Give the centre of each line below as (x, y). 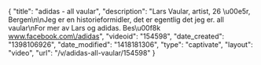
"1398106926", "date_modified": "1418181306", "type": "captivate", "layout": (130, 45)
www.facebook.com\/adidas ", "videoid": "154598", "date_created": (116, 36)
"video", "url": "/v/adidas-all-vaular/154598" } (82, 53)
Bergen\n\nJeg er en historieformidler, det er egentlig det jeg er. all (116, 20)
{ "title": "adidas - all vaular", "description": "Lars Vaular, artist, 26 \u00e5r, (129, 11)
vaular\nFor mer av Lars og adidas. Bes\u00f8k (85, 28)
